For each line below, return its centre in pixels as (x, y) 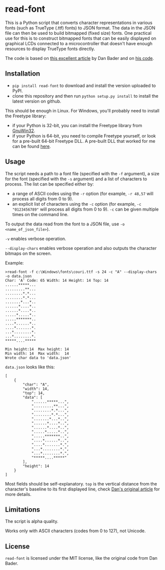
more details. (18, 494)
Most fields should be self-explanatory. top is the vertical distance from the (81, 484)
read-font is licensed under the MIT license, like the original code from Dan (81, 558)
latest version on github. (37, 101)
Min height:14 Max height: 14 (37, 349)
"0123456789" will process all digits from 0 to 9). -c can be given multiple (85, 209)
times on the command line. (40, 214)
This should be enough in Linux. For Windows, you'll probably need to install (82, 110)
